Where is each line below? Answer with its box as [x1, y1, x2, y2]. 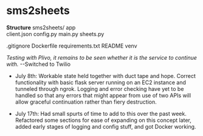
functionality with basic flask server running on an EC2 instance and [15, 79, 187, 86]
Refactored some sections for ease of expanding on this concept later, [15, 116, 191, 124]
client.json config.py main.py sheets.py [6, 30, 105, 37]
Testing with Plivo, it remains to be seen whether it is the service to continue [6, 54, 198, 61]
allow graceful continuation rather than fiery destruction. [15, 98, 157, 106]
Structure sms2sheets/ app [6, 24, 76, 31]
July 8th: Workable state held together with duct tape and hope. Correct [15, 72, 196, 79]
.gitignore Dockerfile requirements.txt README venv [6, 42, 138, 49]
